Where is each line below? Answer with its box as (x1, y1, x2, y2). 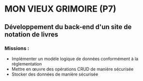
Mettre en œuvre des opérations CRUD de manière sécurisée (11, 66, 134, 72)
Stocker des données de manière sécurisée (11, 71, 99, 77)
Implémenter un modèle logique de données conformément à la (11, 56, 139, 62)
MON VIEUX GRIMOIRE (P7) (4, 3, 116, 15)
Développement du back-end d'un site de (4, 23, 132, 31)
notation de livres (4, 30, 58, 38)
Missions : (4, 45, 29, 51)
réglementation (11, 61, 42, 66)
